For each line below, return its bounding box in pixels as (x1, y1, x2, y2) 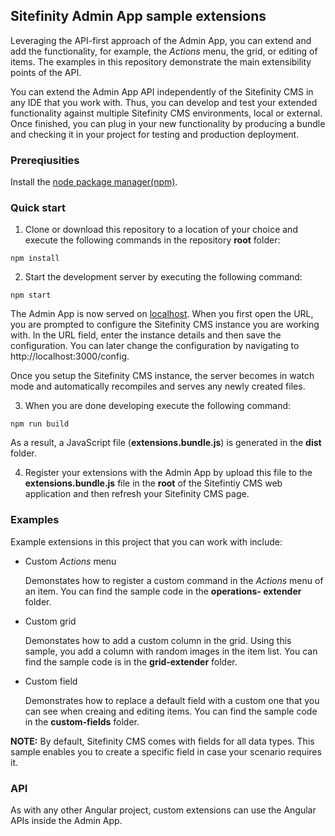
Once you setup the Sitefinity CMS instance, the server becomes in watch (10, 370, 315, 382)
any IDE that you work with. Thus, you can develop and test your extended (10, 96, 318, 108)
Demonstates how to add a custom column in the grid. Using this (24, 634, 292, 646)
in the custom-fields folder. (24, 715, 140, 728)
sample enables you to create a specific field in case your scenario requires (10, 745, 322, 758)
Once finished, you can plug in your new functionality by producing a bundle (10, 117, 326, 129)
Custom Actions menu (24, 555, 117, 567)
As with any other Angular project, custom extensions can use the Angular (10, 804, 317, 816)
